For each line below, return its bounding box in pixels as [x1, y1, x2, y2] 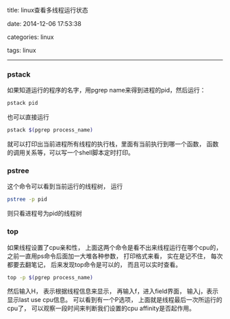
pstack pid [7, 100, 38, 107]
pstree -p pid [7, 196, 48, 203]
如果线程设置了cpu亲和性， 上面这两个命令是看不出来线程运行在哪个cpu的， [7, 243, 222, 251]
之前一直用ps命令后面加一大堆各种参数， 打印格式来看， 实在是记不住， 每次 [7, 252, 223, 260]
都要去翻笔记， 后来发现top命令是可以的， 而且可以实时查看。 [7, 260, 182, 268]
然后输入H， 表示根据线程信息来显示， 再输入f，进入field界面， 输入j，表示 [7, 287, 219, 296]
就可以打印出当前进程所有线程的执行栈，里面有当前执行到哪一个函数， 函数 [7, 140, 219, 149]
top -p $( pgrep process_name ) [7, 274, 94, 281]
